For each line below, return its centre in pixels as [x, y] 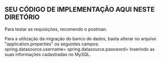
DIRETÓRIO [22, 17]
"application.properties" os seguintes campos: [52, 44]
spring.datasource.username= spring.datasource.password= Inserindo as [80, 49]
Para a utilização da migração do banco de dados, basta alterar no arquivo [80, 38]
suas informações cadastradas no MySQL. [48, 54]
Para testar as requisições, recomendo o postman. [56, 29]
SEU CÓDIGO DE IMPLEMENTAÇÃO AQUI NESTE [80, 10]
